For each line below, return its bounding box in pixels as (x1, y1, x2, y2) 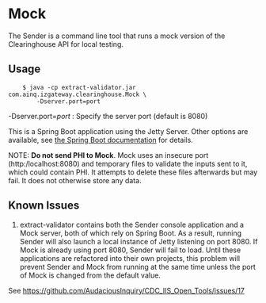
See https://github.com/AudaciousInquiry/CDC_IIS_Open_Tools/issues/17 (8, 286, 245, 295)
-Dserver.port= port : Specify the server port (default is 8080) (8, 111, 208, 121)
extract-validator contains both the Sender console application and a (19, 220, 244, 229)
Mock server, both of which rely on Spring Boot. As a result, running (19, 228, 242, 238)
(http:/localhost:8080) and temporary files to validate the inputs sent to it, (8, 159, 248, 168)
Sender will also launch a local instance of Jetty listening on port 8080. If (19, 236, 258, 246)
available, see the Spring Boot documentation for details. (8, 135, 194, 144)
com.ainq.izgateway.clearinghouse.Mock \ (8, 90, 147, 98)
